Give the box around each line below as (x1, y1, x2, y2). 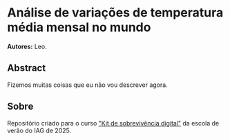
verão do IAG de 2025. (7, 126, 71, 134)
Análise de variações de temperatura (7, 5, 224, 21)
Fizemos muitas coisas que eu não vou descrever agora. (7, 81, 168, 89)
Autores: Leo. (7, 42, 47, 50)
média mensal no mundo (7, 19, 151, 35)
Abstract (7, 62, 46, 74)
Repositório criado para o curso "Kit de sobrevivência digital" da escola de (7, 119, 220, 127)
